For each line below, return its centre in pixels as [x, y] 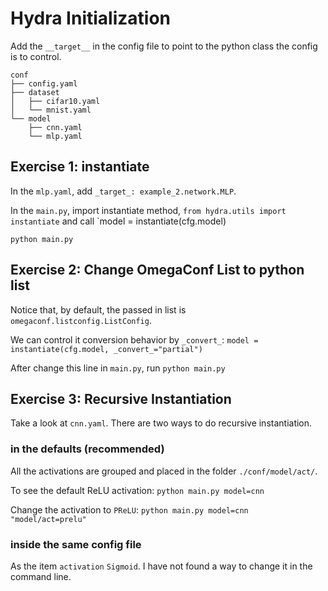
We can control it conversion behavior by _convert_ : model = [134, 339]
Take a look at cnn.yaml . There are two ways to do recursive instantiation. [161, 423]
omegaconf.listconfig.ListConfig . [81, 320]
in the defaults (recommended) [87, 449]
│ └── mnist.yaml [51, 110]
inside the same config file [76, 544]
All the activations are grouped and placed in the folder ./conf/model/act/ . [164, 471]
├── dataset [35, 92]
